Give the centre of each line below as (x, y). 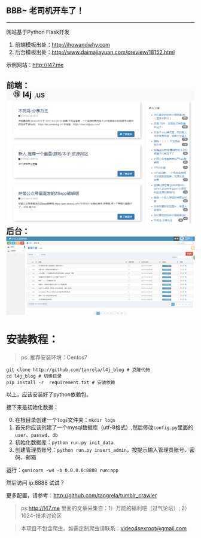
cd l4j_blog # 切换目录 (34, 376)
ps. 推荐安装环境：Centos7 (54, 357)
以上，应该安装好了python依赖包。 (49, 394)
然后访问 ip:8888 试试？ (36, 482)
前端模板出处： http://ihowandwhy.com (63, 44)
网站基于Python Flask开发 (38, 32)
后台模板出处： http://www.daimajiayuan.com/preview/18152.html (95, 52)
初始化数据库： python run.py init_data (64, 442)
